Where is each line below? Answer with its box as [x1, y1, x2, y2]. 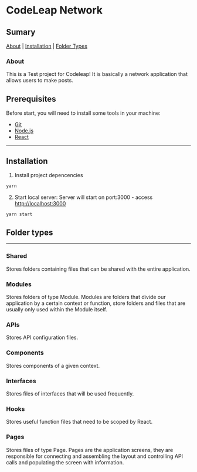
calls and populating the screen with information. [6, 458, 124, 466]
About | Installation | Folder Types [6, 42, 88, 49]
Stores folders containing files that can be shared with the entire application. [6, 265, 191, 272]
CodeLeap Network [6, 4, 103, 17]
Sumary [6, 27, 36, 37]
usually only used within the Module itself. [6, 306, 107, 313]
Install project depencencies [14, 171, 83, 178]
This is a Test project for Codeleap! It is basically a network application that [6, 71, 188, 78]
